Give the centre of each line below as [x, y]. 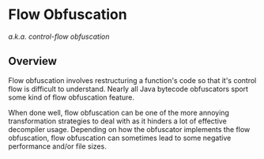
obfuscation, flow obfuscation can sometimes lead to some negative [120, 138]
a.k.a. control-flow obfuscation [59, 36]
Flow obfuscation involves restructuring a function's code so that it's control [132, 80]
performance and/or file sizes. [57, 146]
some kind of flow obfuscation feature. [72, 97]
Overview [33, 61]
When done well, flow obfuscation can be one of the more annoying [119, 112]
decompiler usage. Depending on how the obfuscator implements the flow [129, 129]
